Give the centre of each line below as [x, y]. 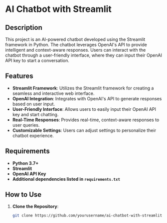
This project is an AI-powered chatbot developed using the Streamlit [75, 39]
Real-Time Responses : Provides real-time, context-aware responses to [86, 120]
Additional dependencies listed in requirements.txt [66, 179]
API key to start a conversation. [37, 60]
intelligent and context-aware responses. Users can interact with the [76, 50]
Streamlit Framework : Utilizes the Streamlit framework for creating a [83, 88]
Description [24, 28]
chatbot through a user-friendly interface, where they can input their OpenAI [83, 55]
